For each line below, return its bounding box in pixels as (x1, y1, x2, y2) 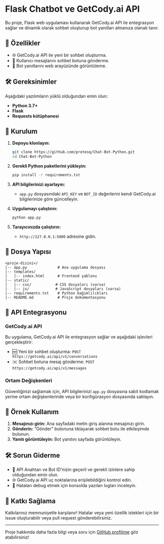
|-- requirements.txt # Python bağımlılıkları (5, 291, 108, 296)
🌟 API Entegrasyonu (5, 308, 67, 317)
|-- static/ (5, 278, 29, 283)
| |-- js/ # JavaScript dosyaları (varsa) (5, 286, 121, 291)
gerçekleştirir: (5, 339, 33, 345)
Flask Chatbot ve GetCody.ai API (5, 3, 140, 15)
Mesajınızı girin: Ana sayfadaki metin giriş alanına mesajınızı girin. (12, 420, 145, 427)
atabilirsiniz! (5, 534, 29, 540)
